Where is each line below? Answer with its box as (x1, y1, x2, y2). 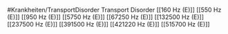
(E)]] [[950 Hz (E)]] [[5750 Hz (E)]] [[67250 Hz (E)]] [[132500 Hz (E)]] (7, 13, 205, 21)
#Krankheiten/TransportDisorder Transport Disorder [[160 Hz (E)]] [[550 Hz (7, 6, 222, 14)
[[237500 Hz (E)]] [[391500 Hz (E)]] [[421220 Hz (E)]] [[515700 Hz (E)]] (7, 20, 210, 28)
